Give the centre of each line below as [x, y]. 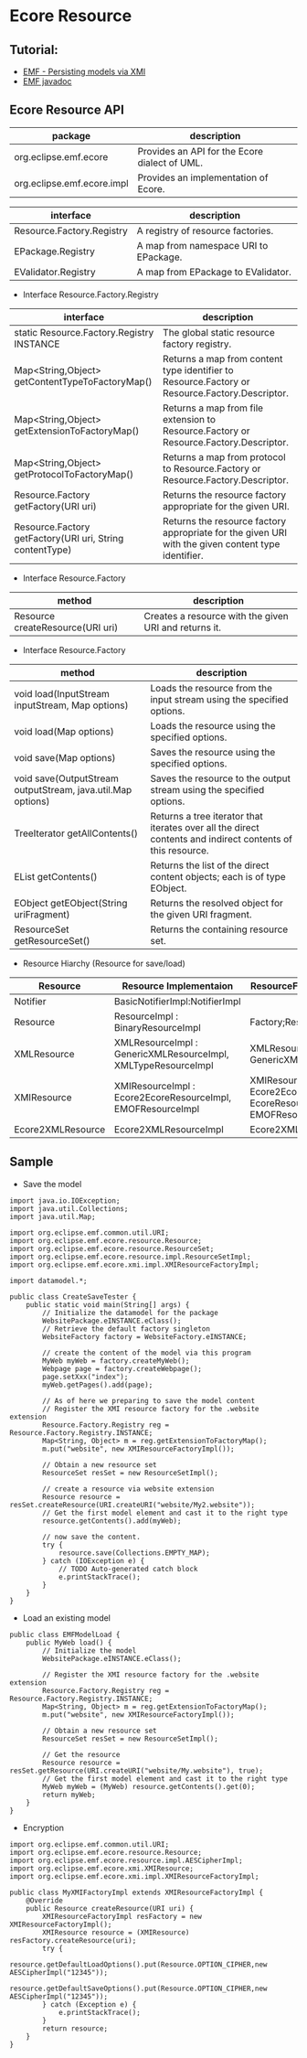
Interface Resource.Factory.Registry [90, 295]
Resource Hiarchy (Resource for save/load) [104, 963]
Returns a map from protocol [224, 456]
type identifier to [198, 370]
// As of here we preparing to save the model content [149, 1400]
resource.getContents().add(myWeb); [112, 1521]
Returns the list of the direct [210, 865]
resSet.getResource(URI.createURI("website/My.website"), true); [136, 1771]
